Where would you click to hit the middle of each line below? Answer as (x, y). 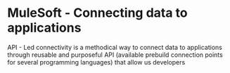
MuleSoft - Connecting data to (97, 13)
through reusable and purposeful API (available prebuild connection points (115, 55)
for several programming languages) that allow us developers (96, 62)
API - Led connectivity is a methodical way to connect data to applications (115, 47)
